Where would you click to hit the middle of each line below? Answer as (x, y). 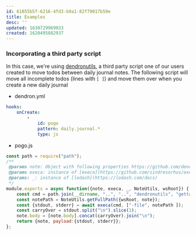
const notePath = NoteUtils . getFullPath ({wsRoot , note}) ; (88, 199)
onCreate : (29, 113)
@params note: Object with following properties (69, 167)
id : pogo (48, 123)
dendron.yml (30, 96)
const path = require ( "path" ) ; (44, 156)
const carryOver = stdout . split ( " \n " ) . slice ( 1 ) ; (77, 210)
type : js (48, 134)
